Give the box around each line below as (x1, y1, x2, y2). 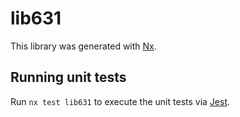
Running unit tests (10, 69, 127, 86)
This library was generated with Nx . (10, 40, 157, 52)
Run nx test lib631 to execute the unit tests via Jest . (10, 95, 231, 107)
